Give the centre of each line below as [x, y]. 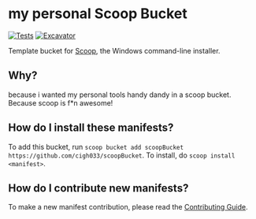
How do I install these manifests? [91, 128]
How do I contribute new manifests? [98, 188]
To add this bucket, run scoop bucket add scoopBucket [96, 147]
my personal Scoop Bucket [98, 14]
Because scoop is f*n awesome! [61, 102]
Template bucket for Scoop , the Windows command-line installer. [114, 50]
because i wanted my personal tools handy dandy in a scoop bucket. [120, 95]
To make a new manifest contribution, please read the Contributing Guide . [128, 207]
